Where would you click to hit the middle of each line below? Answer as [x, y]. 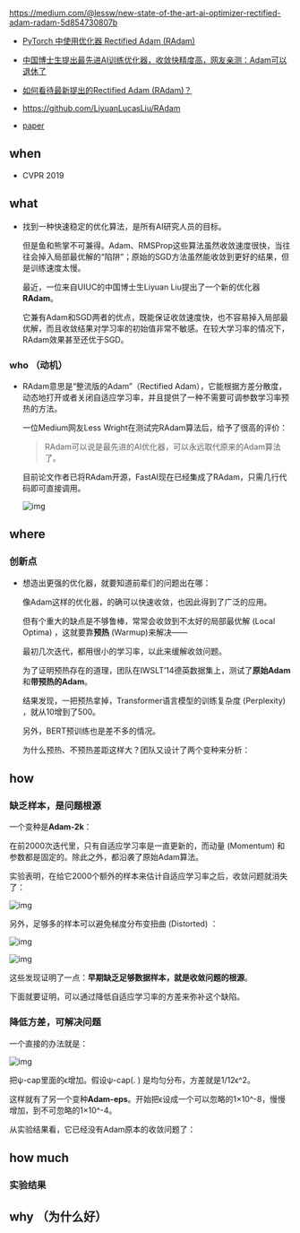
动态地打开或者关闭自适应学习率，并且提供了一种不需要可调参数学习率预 [155, 397]
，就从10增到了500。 [61, 711]
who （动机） [39, 365]
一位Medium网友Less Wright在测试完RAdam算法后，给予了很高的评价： [155, 427]
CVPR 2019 [43, 175]
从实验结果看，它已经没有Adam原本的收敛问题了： [103, 1129]
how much [39, 1157]
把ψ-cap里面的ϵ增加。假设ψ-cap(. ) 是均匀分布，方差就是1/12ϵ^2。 [132, 1080]
